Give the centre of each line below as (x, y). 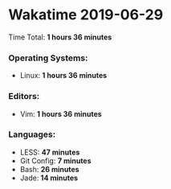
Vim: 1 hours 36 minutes (61, 113)
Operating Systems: (48, 58)
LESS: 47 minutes (50, 152)
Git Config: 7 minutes (55, 160)
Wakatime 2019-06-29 (86, 15)
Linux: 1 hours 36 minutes (63, 76)
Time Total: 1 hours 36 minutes (60, 37)
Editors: (24, 97)
